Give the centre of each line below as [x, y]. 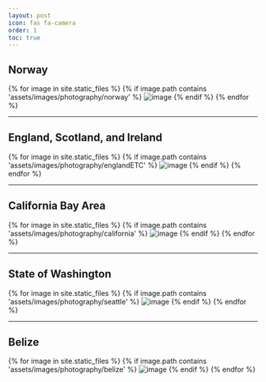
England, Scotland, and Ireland [85, 138]
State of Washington [60, 274]
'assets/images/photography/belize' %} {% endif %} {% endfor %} [132, 369]
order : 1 [23, 30]
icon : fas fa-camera [42, 23]
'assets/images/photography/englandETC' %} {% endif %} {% [125, 165]
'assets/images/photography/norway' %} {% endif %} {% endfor [129, 97]
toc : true [25, 38]
